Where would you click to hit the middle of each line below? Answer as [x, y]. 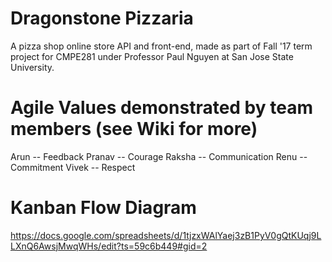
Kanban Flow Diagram [103, 208]
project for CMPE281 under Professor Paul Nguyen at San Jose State [152, 56]
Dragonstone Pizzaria [102, 18]
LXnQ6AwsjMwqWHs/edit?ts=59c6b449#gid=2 [109, 246]
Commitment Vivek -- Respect [73, 167]
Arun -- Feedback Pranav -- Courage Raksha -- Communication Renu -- [159, 156]
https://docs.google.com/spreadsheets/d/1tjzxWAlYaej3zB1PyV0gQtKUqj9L [166, 235]
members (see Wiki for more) [134, 129]
